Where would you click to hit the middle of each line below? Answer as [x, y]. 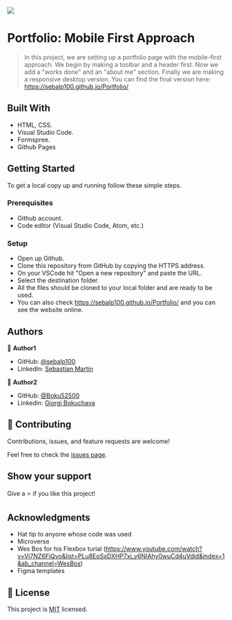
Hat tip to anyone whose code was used [74, 534]
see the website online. [50, 310]
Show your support [49, 476]
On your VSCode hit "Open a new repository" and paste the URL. [109, 273]
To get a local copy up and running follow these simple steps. [94, 185]
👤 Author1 [22, 348]
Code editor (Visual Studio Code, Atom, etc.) [80, 225]
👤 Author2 [22, 382]
